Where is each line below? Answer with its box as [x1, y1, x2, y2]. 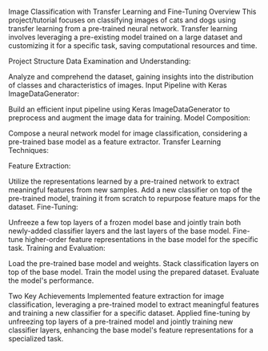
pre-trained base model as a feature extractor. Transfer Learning [8, 137, 222, 147]
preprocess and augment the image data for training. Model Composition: [8, 113, 250, 123]
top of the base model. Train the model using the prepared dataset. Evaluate [8, 268, 260, 276]
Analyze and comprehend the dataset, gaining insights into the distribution [8, 72, 254, 81]
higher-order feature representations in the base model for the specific [25, 235, 258, 244]
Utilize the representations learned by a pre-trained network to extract [8, 176, 240, 186]
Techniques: [8, 146, 50, 155]
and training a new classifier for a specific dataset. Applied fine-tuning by [8, 309, 250, 317]
